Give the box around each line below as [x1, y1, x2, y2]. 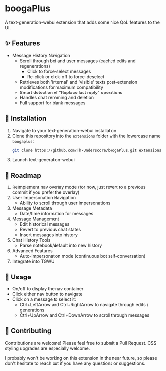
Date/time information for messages [19, 211, 94, 217]
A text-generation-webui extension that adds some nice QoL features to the [5, 19, 160, 25]
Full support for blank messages [19, 100, 86, 106]
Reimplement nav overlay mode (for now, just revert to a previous [12, 185, 146, 190]
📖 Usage [5, 273, 31, 281]
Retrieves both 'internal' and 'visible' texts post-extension [19, 79, 138, 85]
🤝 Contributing [5, 327, 52, 335]
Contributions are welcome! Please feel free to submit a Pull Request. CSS [5, 340, 157, 346]
